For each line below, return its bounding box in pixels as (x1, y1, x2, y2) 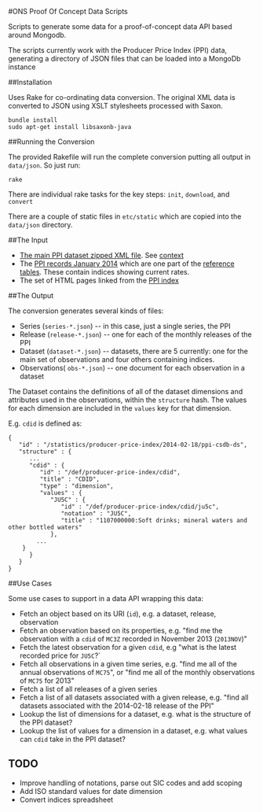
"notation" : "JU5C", (60, 510, 132, 518)
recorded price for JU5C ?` (19, 651, 100, 660)
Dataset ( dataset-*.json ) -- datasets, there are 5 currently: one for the (19, 346, 249, 356)
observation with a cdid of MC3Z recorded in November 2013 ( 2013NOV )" (19, 634, 247, 644)
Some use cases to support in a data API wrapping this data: (8, 594, 204, 603)
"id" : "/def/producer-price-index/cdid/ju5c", (60, 503, 220, 511)
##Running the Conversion (8, 137, 95, 146)
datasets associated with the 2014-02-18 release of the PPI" (19, 701, 214, 710)
